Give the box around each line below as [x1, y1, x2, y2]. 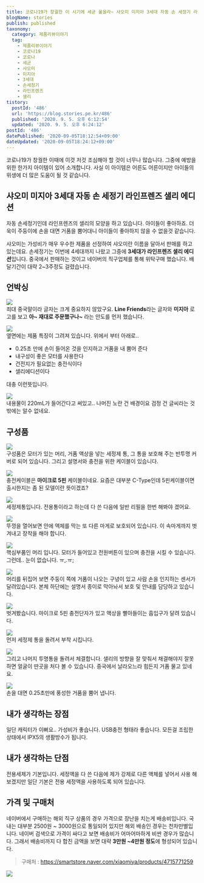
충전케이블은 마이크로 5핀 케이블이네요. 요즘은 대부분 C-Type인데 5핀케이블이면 [6, 477, 195, 484]
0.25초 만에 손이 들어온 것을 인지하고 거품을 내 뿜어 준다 [15, 345, 148, 352]
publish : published [6, 20, 56, 26]
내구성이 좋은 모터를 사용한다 [15, 353, 84, 360]
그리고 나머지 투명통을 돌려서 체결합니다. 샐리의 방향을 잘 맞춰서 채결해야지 [6, 655, 183, 663]
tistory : [6, 99, 29, 105]
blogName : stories [6, 15, 53, 21]
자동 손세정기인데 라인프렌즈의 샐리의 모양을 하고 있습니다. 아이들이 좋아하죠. [6, 219, 188, 227]
